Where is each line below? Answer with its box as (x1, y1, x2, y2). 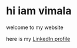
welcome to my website (6, 24, 63, 31)
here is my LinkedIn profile (6, 35, 71, 42)
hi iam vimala (6, 4, 72, 18)
